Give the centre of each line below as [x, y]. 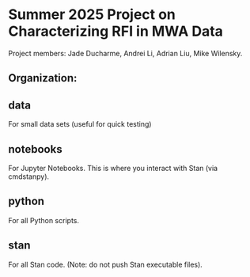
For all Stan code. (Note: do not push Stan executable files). [106, 264]
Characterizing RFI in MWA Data [116, 31]
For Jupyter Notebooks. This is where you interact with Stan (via [113, 168]
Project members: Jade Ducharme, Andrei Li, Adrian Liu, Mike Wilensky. [125, 53]
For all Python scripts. [44, 220]
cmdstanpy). [29, 176]
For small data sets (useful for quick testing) [80, 124]
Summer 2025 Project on [92, 15]
